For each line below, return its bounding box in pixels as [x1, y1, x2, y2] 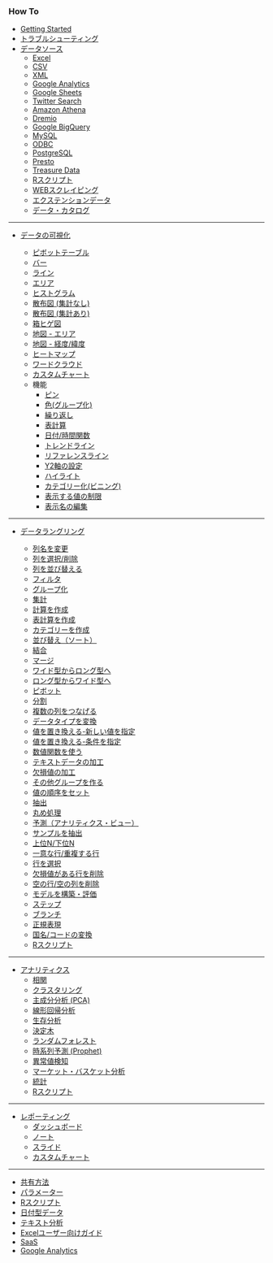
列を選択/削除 [32, 554, 79, 564]
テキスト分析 [19, 1217, 63, 1228]
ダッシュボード [32, 1122, 83, 1131]
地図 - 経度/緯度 [32, 339, 85, 349]
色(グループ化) [44, 400, 93, 410]
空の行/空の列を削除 [32, 879, 100, 889]
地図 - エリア [32, 329, 76, 339]
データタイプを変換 [32, 717, 97, 727]
